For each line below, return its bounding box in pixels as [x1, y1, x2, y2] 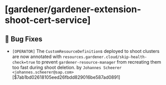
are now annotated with [12, 53, 62, 60]
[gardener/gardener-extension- [5, 4, 142, 15]
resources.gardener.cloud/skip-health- [62, 54, 147, 60]
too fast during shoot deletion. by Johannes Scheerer [12, 65, 122, 70]
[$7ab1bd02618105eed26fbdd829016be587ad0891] [12, 74, 120, 80]
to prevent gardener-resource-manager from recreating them [36, 59, 161, 65]
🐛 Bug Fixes [5, 35, 43, 43]
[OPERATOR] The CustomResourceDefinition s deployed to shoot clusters [12, 48, 160, 54]
